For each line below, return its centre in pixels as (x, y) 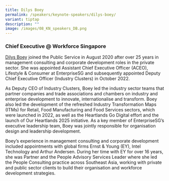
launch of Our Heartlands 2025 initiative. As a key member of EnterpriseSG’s (85, 120)
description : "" (22, 24)
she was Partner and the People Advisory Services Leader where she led (81, 157)
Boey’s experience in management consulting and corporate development (82, 141)
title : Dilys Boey (24, 10)
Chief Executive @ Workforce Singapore (56, 46)
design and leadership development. (43, 131)
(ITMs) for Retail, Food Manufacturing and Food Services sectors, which (80, 110)
